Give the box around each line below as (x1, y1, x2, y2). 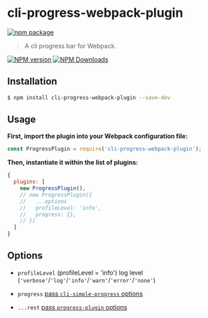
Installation (7, 76, 57, 88)
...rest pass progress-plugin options (17, 303, 127, 311)
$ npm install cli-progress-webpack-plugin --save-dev (7, 94, 171, 101)
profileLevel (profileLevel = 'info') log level (17, 268, 144, 277)
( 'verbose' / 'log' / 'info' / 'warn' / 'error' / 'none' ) (17, 275, 156, 284)
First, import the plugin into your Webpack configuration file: (7, 132, 188, 141)
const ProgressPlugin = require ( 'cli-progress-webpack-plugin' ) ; (7, 146, 202, 153)
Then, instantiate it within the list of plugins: (7, 158, 139, 167)
